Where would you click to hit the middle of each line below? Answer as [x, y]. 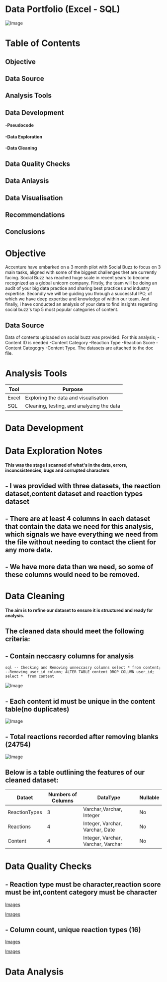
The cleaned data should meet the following [75, 631]
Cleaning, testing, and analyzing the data [73, 406]
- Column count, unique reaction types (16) [73, 930]
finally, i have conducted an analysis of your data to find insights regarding [82, 304]
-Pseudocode [19, 125]
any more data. [29, 550]
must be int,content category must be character [81, 892]
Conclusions [25, 232]
